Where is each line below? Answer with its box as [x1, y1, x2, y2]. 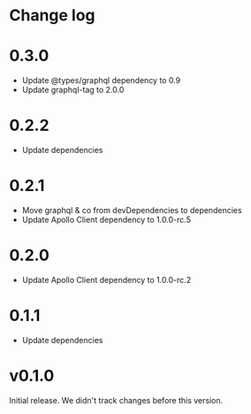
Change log [9, 5, 95, 26]
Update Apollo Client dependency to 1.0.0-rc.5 [21, 214, 192, 225]
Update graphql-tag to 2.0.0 [21, 85, 125, 96]
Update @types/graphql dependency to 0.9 [21, 75, 181, 86]
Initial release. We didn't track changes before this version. [9, 395, 224, 405]
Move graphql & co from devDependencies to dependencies [21, 205, 242, 215]
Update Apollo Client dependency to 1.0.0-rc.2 [21, 274, 192, 285]
